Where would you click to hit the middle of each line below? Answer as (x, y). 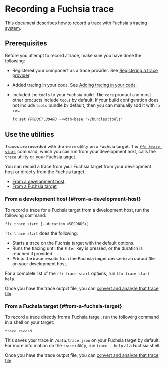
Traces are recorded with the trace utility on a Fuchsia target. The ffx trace (83, 146)
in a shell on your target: (30, 322)
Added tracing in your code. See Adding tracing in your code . (74, 85)
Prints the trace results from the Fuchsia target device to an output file (83, 258)
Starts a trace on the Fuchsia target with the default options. (73, 243)
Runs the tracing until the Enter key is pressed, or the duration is (78, 248)
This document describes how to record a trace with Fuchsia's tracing (76, 23)
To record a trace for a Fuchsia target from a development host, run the (77, 210)
